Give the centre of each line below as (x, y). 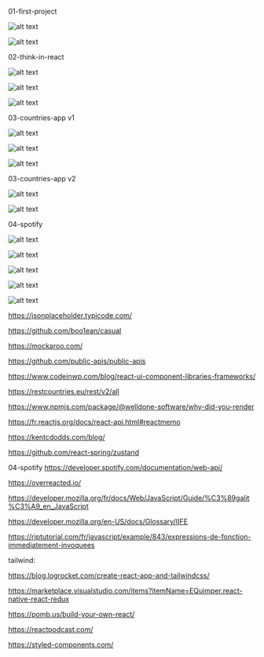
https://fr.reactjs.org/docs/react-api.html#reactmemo (94, 422)
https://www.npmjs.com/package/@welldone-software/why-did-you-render (131, 407)
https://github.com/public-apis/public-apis (77, 361)
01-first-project (33, 11)
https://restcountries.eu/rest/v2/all (64, 391)
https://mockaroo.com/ (46, 346)
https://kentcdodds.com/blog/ (57, 437)
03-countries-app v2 (42, 179)
